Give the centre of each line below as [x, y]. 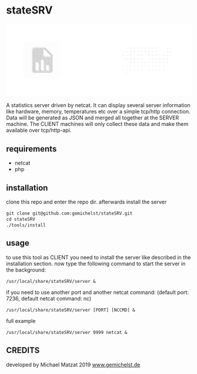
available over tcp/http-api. [39, 131]
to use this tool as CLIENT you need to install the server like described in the [98, 257]
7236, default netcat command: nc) [49, 298]
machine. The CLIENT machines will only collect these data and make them [97, 124]
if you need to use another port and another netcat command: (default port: [98, 292]
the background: [26, 270]
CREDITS [23, 350]
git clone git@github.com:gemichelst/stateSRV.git [69, 213]
